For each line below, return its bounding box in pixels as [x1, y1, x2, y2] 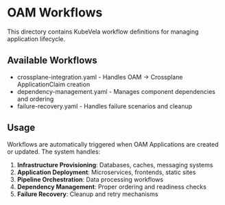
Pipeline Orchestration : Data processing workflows [16, 175, 163, 183]
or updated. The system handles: [7, 147, 101, 156]
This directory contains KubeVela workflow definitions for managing [7, 27, 199, 36]
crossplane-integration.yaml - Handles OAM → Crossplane [16, 73, 183, 81]
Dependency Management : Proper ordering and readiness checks [16, 182, 207, 191]
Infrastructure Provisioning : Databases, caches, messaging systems [16, 160, 213, 169]
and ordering [16, 95, 54, 103]
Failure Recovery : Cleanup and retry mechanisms [16, 190, 158, 198]
